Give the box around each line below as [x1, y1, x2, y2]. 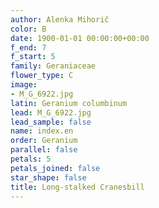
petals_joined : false [10, 163, 101, 173]
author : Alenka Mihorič [10, 14, 110, 25]
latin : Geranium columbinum [10, 98, 128, 108]
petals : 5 [10, 154, 52, 164]
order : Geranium [10, 136, 78, 146]
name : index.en [10, 126, 74, 136]
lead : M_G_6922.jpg [10, 107, 92, 118]
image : [10, 80, 38, 90]
